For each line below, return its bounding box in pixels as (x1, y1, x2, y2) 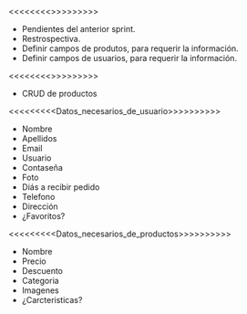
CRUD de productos (21, 89, 98, 99)
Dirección (21, 201, 58, 212)
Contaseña (21, 162, 63, 173)
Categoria (21, 276, 60, 286)
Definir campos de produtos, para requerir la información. (21, 43, 239, 54)
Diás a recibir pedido (21, 182, 100, 193)
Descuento (21, 266, 63, 276)
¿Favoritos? (21, 211, 66, 221)
